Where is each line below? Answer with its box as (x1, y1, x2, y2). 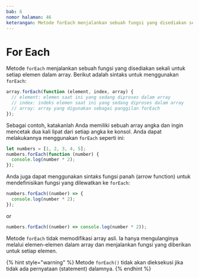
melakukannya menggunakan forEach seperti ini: (6, 134, 125, 141)
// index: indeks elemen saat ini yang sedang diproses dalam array (11, 100, 184, 106)
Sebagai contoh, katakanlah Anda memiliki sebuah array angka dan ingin (6, 122, 184, 129)
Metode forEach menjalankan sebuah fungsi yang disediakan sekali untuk (6, 65, 185, 72)
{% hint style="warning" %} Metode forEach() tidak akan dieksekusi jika (6, 258, 184, 266)
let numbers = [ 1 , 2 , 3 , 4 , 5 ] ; (6, 146, 86, 152)
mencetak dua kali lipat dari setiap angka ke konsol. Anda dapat (6, 128, 162, 135)
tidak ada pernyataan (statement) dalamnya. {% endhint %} (6, 265, 152, 272)
